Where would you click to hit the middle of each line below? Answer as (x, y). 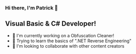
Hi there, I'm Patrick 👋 (32, 8)
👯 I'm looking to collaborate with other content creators (68, 46)
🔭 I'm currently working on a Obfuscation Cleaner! (63, 35)
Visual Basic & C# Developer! (51, 24)
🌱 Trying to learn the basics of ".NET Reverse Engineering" (72, 41)
